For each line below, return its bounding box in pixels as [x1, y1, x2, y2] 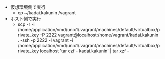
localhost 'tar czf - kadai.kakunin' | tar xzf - [40, 48, 129, 54]
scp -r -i [17, 21, 35, 27]
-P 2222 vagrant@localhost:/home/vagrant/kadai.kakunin [40, 32, 159, 38]
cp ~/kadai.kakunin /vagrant [17, 10, 76, 16]
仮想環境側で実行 [10, 4, 46, 10]
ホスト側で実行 [10, 16, 41, 21]
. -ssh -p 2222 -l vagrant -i [17, 37, 73, 43]
